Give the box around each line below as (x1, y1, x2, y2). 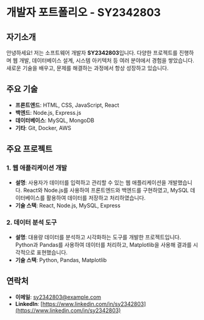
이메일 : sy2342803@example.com (15, 293, 102, 300)
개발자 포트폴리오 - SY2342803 (6, 5, 161, 20)
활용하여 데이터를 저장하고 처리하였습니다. (46, 194, 146, 202)
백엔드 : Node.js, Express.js (15, 109, 82, 116)
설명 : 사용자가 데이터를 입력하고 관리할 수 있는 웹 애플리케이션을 (15, 178, 166, 186)
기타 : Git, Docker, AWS (15, 124, 71, 131)
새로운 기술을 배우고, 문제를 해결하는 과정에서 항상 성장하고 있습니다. (6, 65, 169, 71)
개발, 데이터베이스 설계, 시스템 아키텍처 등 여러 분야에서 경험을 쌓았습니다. (19, 57, 195, 64)
